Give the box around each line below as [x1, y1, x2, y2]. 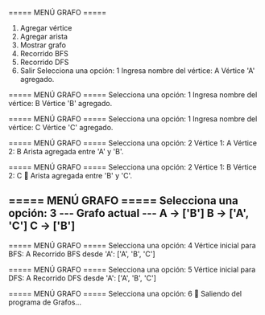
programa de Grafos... [8, 297, 82, 307]
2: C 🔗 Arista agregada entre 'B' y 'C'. [8, 171, 133, 180]
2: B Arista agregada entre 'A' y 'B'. [8, 147, 124, 156]
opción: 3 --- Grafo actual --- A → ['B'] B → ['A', [8, 207, 250, 220]
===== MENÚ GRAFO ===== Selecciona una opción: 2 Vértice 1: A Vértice [8, 138, 258, 148]
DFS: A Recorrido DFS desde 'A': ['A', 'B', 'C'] [8, 273, 157, 283]
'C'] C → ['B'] [8, 219, 76, 233]
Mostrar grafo [19, 40, 67, 50]
